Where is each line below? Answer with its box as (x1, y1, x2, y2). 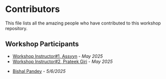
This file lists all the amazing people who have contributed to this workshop (5, 20, 161, 26)
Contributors (5, 3, 60, 15)
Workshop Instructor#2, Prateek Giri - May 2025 (12, 58, 113, 64)
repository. (5, 25, 28, 31)
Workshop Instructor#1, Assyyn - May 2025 (12, 53, 103, 59)
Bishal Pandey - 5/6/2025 (12, 68, 66, 74)
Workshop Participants (5, 40, 79, 48)
